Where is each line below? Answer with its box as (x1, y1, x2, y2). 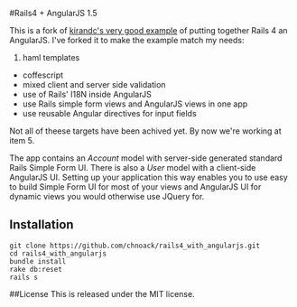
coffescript (22, 70, 64, 80)
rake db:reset (9, 265, 63, 274)
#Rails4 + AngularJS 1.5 (9, 8, 97, 18)
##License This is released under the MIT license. (9, 288, 196, 299)
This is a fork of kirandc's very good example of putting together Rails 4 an (9, 25, 288, 35)
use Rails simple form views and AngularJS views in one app (22, 98, 248, 109)
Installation (9, 217, 74, 233)
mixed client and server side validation (22, 79, 166, 89)
